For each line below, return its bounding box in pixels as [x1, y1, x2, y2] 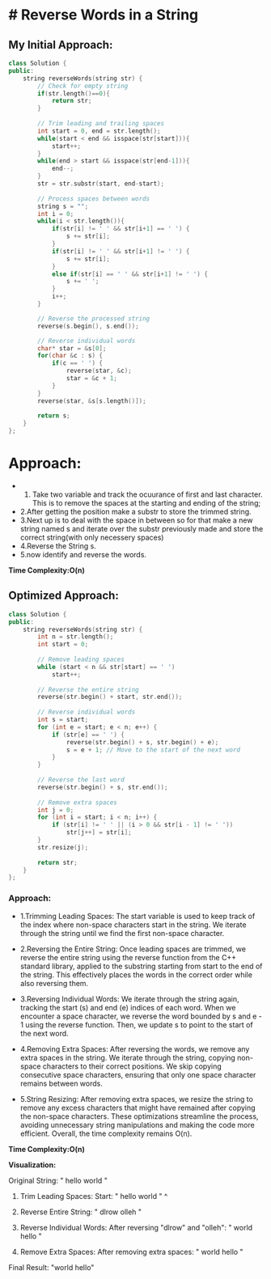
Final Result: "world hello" [8, 1262, 95, 1272]
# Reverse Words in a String [8, 6, 199, 24]
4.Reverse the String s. [19, 540, 97, 551]
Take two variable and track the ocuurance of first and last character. [32, 489, 263, 499]
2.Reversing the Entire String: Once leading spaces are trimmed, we [19, 944, 247, 954]
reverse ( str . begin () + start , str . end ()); [37, 693, 183, 701]
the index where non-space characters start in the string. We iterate [19, 920, 247, 930]
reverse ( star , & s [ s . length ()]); [37, 396, 147, 405]
